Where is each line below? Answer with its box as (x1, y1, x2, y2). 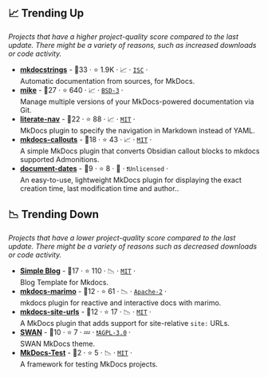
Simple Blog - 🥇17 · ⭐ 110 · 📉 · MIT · (19, 266, 136, 276)
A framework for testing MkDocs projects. (19, 359, 158, 369)
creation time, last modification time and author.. (19, 183, 179, 193)
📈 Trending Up (8, 6, 85, 20)
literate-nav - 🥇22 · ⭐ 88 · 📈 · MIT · (19, 114, 136, 124)
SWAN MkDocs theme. (19, 339, 96, 348)
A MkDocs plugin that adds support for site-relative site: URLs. (19, 318, 230, 327)
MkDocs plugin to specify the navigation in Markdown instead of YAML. (19, 125, 255, 135)
